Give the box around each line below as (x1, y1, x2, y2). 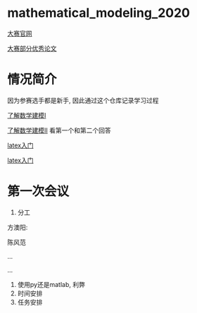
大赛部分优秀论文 (7, 44, 57, 52)
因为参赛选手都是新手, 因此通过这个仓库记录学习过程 (7, 96, 159, 104)
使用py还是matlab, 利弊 (17, 280, 86, 288)
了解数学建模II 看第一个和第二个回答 (7, 125, 111, 135)
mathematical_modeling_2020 (7, 5, 190, 21)
